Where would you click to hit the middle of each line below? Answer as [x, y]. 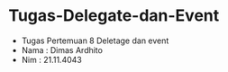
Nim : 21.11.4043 [51, 59]
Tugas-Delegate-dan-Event [114, 16]
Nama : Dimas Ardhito [62, 49]
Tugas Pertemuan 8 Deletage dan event [95, 40]
